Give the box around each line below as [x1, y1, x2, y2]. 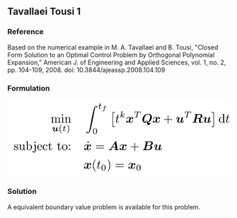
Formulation [7, 83, 50, 93]
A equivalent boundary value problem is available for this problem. [7, 202, 201, 211]
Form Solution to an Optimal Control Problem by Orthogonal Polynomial [7, 50, 215, 59]
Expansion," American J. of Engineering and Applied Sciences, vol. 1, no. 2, [7, 58, 226, 67]
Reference [7, 27, 44, 37]
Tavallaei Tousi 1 [7, 6, 81, 18]
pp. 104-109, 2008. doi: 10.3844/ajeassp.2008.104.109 [7, 65, 166, 74]
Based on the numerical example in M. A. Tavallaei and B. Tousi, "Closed [7, 42, 219, 52]
